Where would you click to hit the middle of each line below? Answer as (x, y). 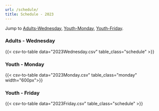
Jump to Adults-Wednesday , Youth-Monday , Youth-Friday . (64, 28)
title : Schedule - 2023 (30, 14)
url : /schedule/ (22, 10)
